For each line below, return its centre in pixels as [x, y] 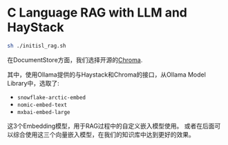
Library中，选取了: [34, 83]
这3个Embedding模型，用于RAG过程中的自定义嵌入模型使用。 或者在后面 [111, 126]
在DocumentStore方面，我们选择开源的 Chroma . [75, 59]
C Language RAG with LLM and [97, 13]
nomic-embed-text [42, 105]
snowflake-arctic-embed [51, 97]
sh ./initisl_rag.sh [37, 46]
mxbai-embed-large [44, 112]
